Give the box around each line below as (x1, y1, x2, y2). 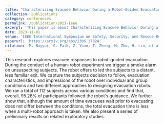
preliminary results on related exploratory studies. (5, 113, 105, 119)
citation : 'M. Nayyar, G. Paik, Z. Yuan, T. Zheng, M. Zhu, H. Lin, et (5, 43, 154, 48)
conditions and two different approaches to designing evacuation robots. (5, 82, 152, 88)
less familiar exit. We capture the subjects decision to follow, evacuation (5, 72, 150, 78)
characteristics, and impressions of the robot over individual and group (5, 77, 148, 83)
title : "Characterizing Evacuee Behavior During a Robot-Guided (5, 7, 139, 12)
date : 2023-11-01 (5, 30, 41, 35)
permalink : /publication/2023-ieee (5, 20, 78, 26)
